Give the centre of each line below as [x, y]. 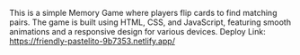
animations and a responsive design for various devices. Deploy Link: [138, 31]
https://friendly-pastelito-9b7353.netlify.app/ [92, 41]
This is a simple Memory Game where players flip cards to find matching [143, 13]
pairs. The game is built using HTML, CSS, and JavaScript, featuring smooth [150, 22]
